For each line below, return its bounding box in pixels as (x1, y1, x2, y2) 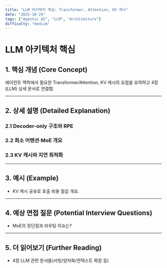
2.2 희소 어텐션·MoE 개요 (5, 137, 63, 144)
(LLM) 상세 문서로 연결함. (5, 86, 55, 92)
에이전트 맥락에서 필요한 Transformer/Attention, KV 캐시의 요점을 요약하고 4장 (5, 80, 159, 86)
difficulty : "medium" (5, 21, 50, 26)
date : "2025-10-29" (5, 12, 46, 17)
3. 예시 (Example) (5, 174, 59, 182)
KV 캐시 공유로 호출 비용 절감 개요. (12, 188, 80, 194)
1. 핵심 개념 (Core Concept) (5, 65, 88, 74)
